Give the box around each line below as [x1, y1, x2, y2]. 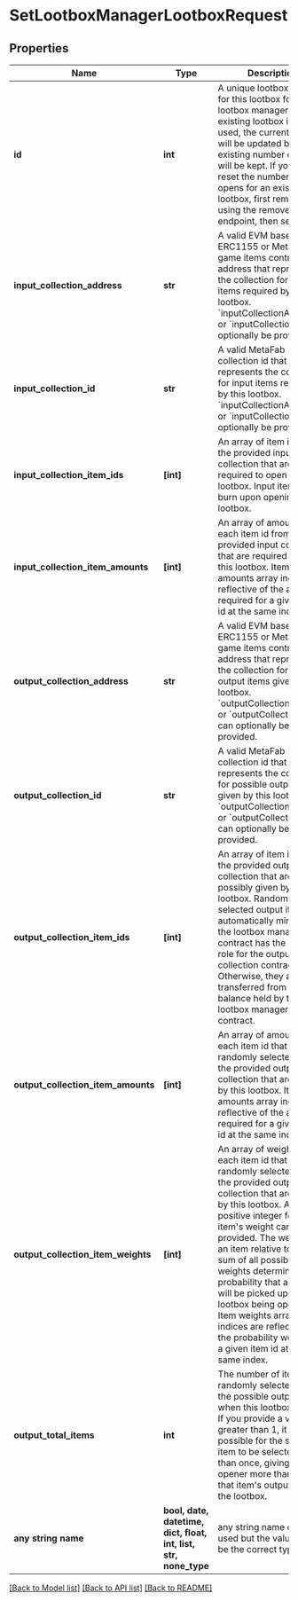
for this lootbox [217, 93, 281, 105]
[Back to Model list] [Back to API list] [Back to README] [9, 1582, 213, 1593]
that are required [217, 550, 287, 561]
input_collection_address [13, 279, 122, 291]
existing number [217, 148, 286, 161]
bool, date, [162, 1504, 209, 1517]
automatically [217, 914, 274, 927]
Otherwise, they [217, 970, 284, 982]
